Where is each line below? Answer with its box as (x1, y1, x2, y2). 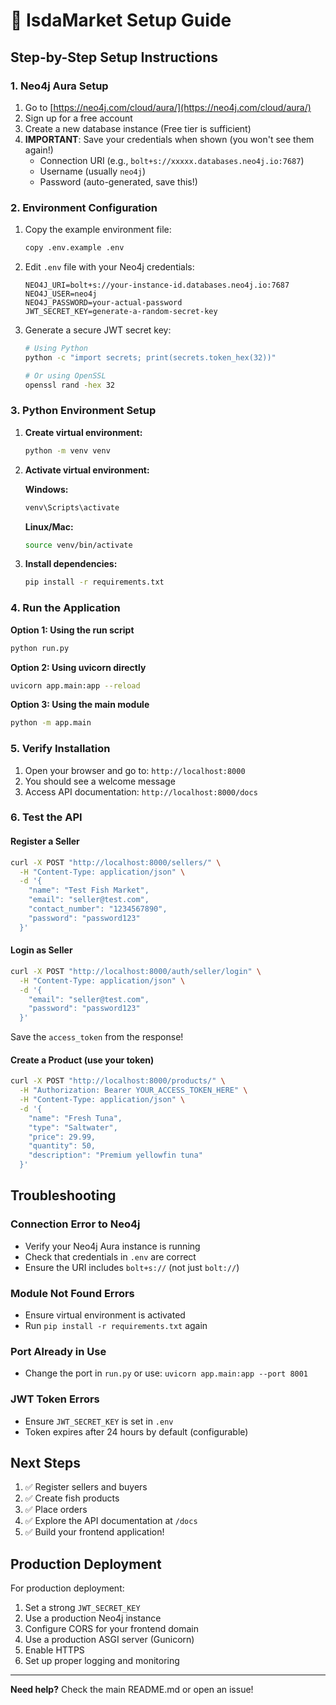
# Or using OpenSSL (24, 370, 107, 381)
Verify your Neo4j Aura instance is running (24, 1240, 201, 1252)
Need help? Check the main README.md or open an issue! (10, 1684, 254, 1696)
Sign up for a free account (24, 112, 133, 124)
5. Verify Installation (10, 742, 111, 756)
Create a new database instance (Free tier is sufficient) (24, 122, 252, 134)
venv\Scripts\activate (24, 502, 120, 513)
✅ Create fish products (24, 1492, 120, 1504)
